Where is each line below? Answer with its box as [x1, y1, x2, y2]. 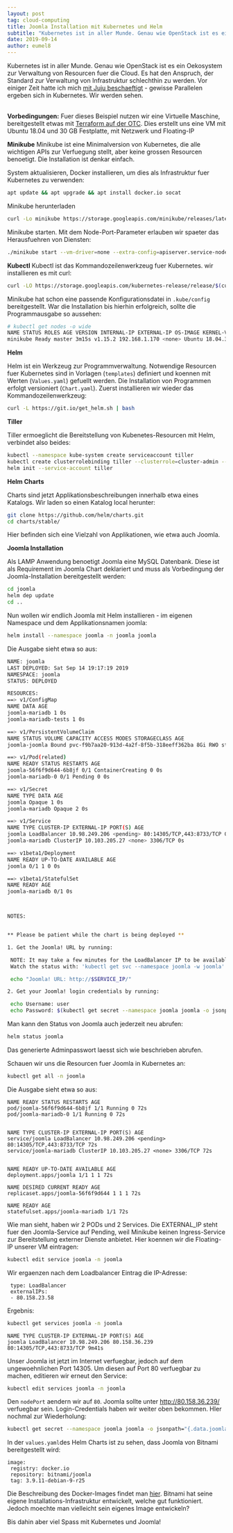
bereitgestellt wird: [7, 1445, 61, 1454]
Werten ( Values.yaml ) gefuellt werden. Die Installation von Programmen [7, 377, 212, 385]
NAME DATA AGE [7, 703, 49, 710]
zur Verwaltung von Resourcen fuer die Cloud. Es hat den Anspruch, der [7, 69, 214, 77]
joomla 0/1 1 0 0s [7, 863, 60, 870]
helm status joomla [7, 1033, 64, 1040]
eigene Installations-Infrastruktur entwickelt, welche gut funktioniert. [7, 1497, 203, 1505]
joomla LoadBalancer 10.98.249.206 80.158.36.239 [7, 1338, 154, 1345]
